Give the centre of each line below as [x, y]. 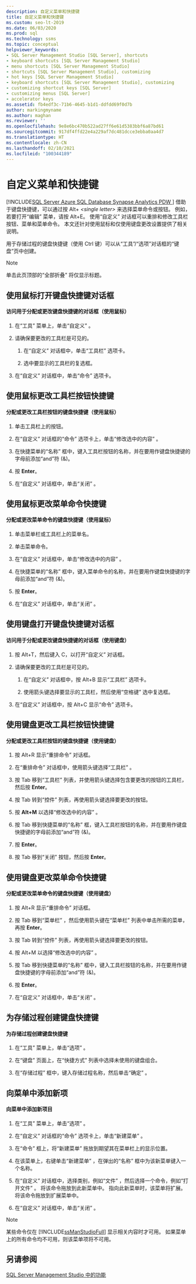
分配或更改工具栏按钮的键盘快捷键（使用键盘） [62, 741]
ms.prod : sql [22, 34]
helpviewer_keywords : [33, 50]
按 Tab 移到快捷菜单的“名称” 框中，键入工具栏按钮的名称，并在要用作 [98, 965]
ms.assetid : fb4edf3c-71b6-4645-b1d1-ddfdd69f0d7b [69, 104]
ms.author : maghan [28, 115]
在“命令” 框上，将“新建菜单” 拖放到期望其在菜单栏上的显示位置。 [93, 1148]
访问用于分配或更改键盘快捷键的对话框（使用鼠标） [68, 312]
